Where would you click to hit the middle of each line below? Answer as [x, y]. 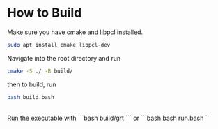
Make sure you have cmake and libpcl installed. [75, 32]
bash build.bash [31, 97]
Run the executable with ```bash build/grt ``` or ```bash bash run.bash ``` [109, 118]
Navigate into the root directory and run [64, 58]
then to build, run [32, 84]
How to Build [45, 13]
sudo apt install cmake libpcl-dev [59, 45]
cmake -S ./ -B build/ [40, 71]
